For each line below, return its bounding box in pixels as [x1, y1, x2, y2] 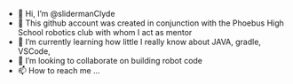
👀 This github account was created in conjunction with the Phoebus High [17, 18, 284, 28]
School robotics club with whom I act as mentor [17, 27, 193, 37]
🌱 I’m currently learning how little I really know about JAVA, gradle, [17, 36, 262, 47]
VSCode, [17, 46, 51, 57]
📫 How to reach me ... [17, 65, 100, 75]
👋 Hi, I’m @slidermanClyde [17, 9, 115, 19]
